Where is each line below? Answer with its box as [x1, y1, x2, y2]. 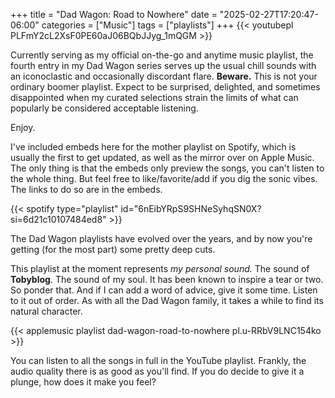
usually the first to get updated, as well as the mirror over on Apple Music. [10, 152, 315, 163]
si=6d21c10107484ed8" [10, 214, 107, 225]
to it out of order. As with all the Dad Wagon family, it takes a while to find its [10, 295, 324, 306]
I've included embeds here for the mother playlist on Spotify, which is [10, 141, 297, 153]
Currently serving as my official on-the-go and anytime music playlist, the [10, 49, 314, 61]
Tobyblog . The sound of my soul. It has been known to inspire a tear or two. [10, 274, 324, 285]
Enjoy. [10, 122, 36, 133]
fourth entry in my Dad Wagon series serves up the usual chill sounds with [10, 60, 317, 71]
